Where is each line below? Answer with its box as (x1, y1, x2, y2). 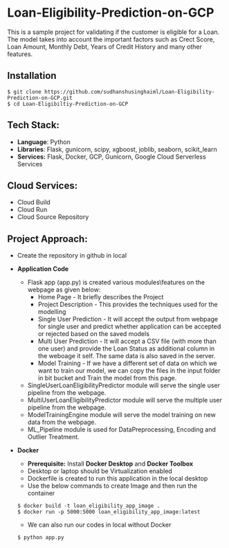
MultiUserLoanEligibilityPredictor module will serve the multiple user (27, 396, 223, 405)
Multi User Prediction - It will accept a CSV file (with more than (37, 337, 217, 346)
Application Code (17, 265, 69, 273)
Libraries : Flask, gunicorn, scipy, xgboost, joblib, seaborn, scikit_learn (17, 145, 217, 153)
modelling (37, 308, 66, 316)
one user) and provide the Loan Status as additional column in (37, 344, 215, 353)
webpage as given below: (27, 285, 101, 294)
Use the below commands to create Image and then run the (27, 481, 197, 490)
